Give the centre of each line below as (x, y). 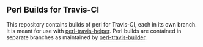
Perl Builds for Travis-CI (53, 10)
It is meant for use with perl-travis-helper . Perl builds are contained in (94, 31)
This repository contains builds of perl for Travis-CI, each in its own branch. (102, 24)
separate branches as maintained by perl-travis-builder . (76, 37)
